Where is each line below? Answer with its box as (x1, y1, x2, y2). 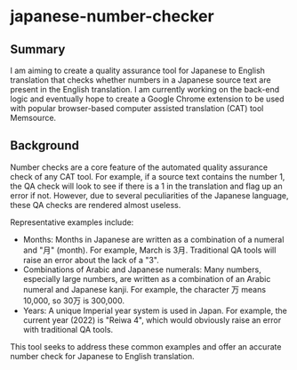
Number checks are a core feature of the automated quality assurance (10, 162, 269, 173)
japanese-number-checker (10, 6, 214, 27)
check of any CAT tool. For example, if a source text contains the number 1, (10, 171, 285, 181)
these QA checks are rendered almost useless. (10, 199, 181, 210)
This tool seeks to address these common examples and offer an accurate (10, 341, 282, 352)
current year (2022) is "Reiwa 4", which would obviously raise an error (22, 314, 282, 326)
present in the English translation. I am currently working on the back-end (10, 84, 279, 94)
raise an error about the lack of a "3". (22, 254, 159, 265)
